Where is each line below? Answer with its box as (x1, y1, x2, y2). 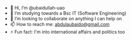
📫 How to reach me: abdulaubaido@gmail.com (10, 21, 110, 27)
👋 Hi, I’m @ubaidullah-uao (10, 5, 65, 11)
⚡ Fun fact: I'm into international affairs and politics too (10, 29, 125, 35)
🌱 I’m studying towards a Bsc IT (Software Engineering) (10, 10, 126, 16)
